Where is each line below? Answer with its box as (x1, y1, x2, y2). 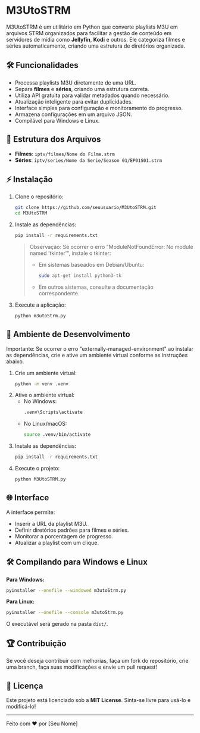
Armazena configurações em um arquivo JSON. (14, 111, 133, 118)
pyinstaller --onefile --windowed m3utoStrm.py (6, 587, 127, 593)
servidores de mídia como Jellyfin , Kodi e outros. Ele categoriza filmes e (6, 36, 186, 43)
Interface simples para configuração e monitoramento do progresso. (14, 104, 183, 111)
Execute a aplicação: (14, 301, 66, 308)
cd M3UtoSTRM (14, 210, 48, 216)
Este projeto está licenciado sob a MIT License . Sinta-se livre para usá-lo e (6, 696, 191, 703)
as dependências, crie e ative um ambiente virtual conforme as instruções (6, 351, 188, 358)
